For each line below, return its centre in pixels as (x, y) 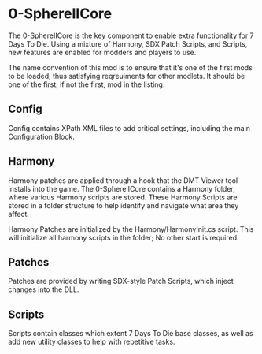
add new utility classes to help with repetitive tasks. (92, 342)
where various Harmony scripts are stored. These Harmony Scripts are (123, 197)
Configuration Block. (41, 136)
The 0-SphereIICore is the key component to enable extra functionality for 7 (131, 35)
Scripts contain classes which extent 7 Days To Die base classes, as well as (131, 334)
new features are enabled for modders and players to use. (102, 52)
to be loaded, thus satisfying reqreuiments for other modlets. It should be (127, 76)
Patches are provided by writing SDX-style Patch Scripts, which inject (121, 281)
